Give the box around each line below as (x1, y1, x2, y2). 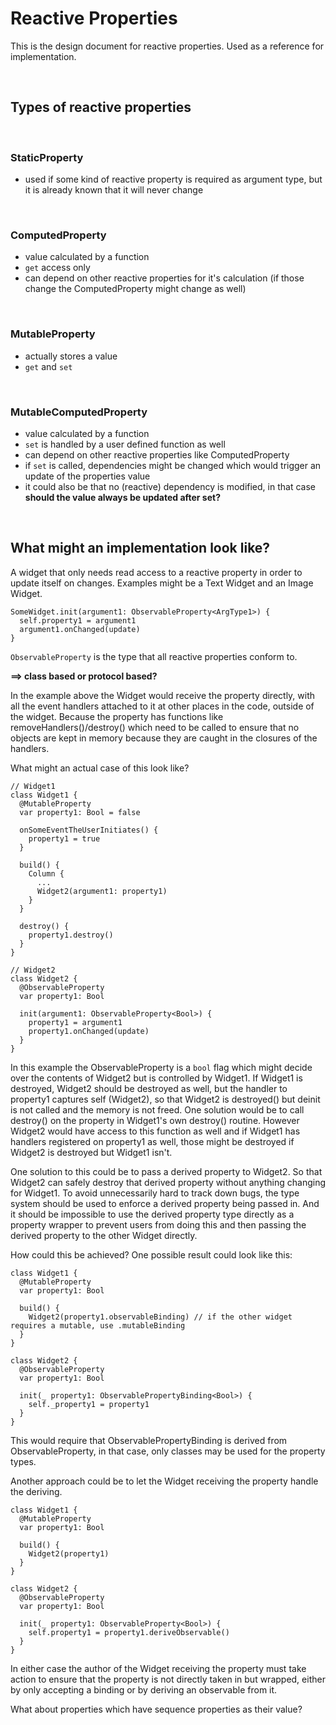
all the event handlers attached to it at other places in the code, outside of (10, 700, 315, 712)
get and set (24, 360, 73, 372)
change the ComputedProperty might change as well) (24, 283, 247, 295)
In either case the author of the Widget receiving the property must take (10, 1662, 307, 1674)
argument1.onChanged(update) (19, 624, 141, 634)
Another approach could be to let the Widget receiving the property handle (10, 1475, 319, 1487)
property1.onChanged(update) (28, 1026, 150, 1036)
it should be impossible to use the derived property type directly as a (10, 1208, 295, 1220)
